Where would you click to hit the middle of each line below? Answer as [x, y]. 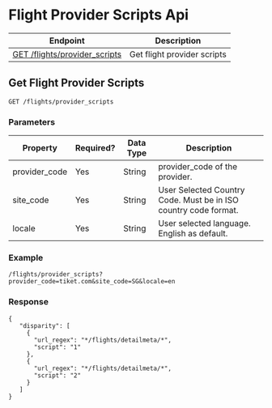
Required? [96, 148]
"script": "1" [57, 347]
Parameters [32, 121]
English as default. [193, 234]
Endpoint [67, 40]
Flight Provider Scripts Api [98, 15]
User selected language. [204, 223]
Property [40, 148]
